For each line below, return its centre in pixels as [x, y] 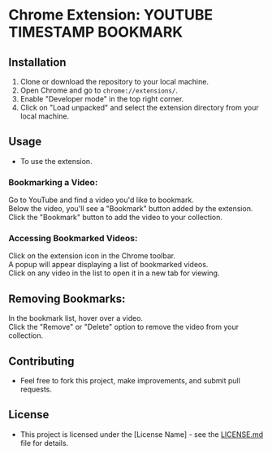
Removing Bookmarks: [67, 298]
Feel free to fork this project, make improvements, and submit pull [130, 381]
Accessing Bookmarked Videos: [73, 239]
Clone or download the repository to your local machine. [114, 82]
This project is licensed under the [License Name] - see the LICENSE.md [142, 434]
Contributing [41, 361]
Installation [37, 62]
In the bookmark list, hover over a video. [76, 318]
